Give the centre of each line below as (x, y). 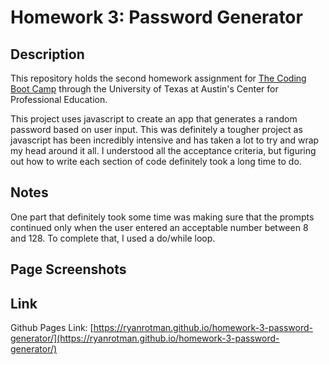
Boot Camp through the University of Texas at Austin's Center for (144, 89)
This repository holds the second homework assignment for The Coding (158, 78)
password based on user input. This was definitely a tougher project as (156, 129)
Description (47, 54)
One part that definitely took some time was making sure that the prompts (162, 217)
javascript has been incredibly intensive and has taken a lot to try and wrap (165, 140)
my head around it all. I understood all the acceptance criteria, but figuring (163, 150)
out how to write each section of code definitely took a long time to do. (156, 161)
